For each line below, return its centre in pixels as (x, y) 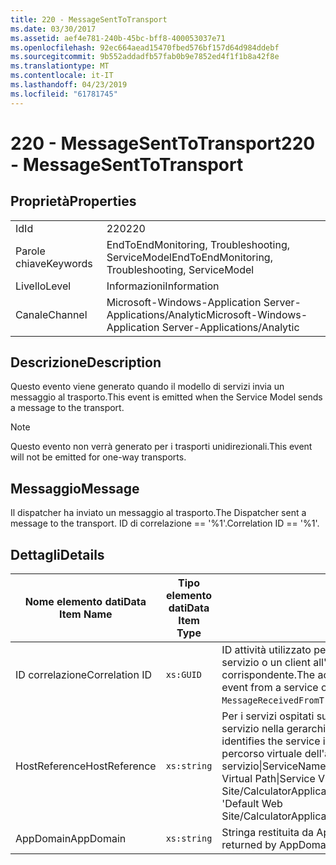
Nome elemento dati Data (85, 602)
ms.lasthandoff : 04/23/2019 (69, 85)
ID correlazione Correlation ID (83, 675)
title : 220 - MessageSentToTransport (89, 19)
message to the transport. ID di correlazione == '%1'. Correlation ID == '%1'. (165, 523)
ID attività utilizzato (266, 650)
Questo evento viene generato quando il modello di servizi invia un (147, 387)
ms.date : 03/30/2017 (53, 29)
